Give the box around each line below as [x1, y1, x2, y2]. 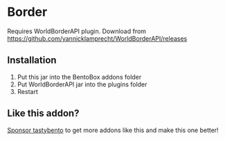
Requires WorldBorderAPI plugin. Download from [7, 27, 147, 35]
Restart [17, 87, 38, 95]
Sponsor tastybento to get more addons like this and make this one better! [7, 126, 219, 134]
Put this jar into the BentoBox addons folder [17, 73, 142, 81]
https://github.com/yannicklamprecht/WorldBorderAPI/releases [7, 34, 188, 42]
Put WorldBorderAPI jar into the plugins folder [17, 80, 147, 88]
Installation [7, 55, 57, 66]
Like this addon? [7, 108, 80, 120]
